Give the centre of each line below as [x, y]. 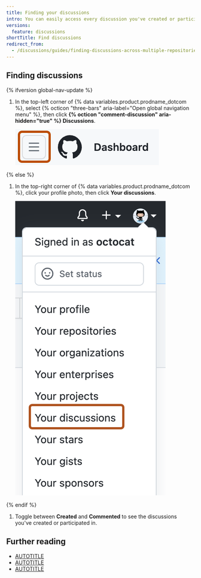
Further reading [36, 542]
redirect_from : [25, 44]
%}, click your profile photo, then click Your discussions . [86, 192]
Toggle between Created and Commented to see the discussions [96, 516]
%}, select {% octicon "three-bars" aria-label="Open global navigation [102, 108]
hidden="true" [33, 120]
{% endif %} [22, 505]
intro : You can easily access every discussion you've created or [91, 19]
